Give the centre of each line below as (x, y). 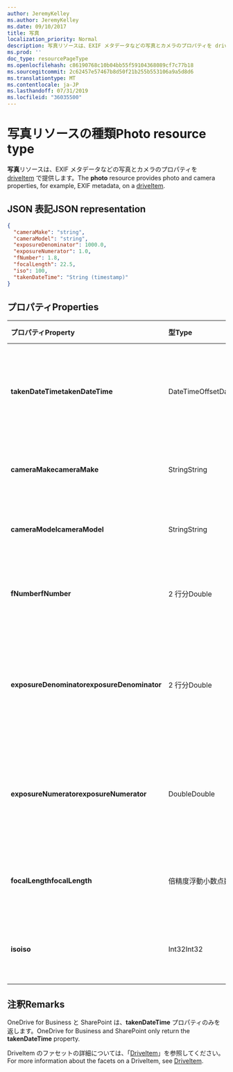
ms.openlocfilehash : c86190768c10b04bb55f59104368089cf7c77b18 (101, 65)
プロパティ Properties (53, 307)
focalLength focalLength (51, 880)
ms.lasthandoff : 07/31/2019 (48, 91)
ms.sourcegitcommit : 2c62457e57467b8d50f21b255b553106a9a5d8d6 (101, 71)
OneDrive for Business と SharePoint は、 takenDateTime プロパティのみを (114, 1022)
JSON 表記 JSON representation (77, 209)
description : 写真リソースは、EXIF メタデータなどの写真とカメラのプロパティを (110, 46)
